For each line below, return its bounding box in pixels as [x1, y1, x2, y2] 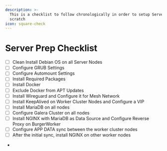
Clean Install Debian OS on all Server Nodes [12, 59, 103, 65]
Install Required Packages [12, 76, 66, 82]
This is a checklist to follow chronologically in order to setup [9, 12, 150, 17]
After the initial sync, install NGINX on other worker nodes [12, 132, 131, 138]
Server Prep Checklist [5, 43, 98, 54]
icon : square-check [5, 21, 46, 26]
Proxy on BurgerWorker [12, 121, 61, 127]
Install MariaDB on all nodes [12, 104, 70, 110]
